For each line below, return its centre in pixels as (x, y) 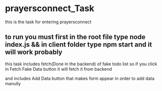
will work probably (34, 52)
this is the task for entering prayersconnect (48, 22)
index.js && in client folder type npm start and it (79, 45)
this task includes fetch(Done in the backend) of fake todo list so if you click (81, 64)
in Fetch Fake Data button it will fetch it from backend (59, 69)
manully (13, 83)
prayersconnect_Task (50, 8)
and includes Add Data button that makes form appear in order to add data (80, 78)
